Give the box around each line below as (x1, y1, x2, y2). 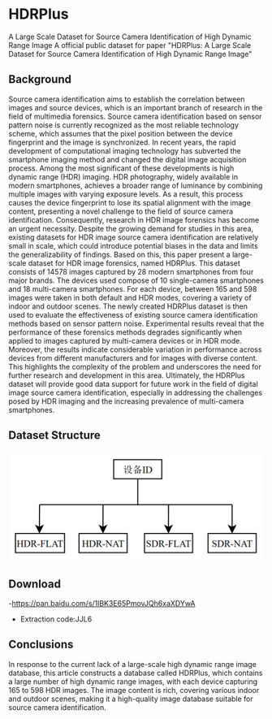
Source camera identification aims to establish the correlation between (8, 94, 245, 104)
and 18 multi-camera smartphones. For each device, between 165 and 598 (8, 284, 257, 293)
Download (8, 577, 61, 591)
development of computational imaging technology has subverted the (8, 145, 241, 155)
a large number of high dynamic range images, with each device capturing (8, 676, 258, 687)
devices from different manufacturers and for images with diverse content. (8, 353, 258, 362)
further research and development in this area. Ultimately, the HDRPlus (8, 370, 245, 380)
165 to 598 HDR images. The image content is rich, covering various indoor (8, 685, 260, 695)
